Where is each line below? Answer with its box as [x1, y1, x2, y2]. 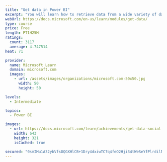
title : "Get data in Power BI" [5, 7, 70, 12]
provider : [5, 58, 26, 63]
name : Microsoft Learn [9, 63, 57, 68]
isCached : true [14, 140, 46, 145]
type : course [5, 21, 32, 26]
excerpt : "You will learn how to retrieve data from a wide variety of [5, 12, 157, 17]
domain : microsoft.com [9, 67, 57, 72]
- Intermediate [9, 99, 41, 104]
